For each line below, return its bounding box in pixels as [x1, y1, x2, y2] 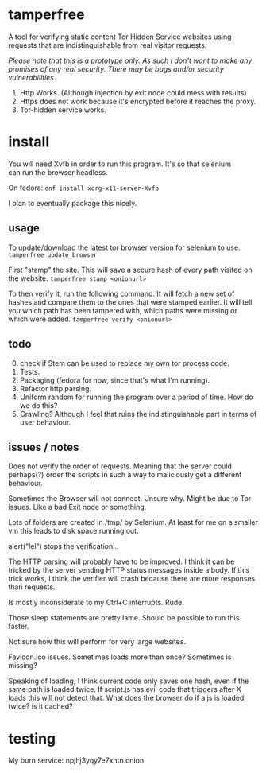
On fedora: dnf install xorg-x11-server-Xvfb [8, 183, 160, 192]
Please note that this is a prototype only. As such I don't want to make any [8, 56, 253, 65]
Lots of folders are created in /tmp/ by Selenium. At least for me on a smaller [8, 518, 259, 527]
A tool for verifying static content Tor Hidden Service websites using [8, 32, 232, 41]
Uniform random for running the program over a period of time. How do [19, 392, 253, 402]
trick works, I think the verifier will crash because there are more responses [8, 574, 256, 584]
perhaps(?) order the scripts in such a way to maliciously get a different [8, 470, 242, 480]
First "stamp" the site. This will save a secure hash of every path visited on [8, 265, 253, 274]
